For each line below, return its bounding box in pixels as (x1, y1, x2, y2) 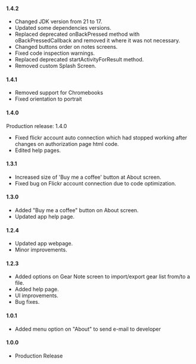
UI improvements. (14, 292, 58, 299)
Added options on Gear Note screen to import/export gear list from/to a (14, 273, 191, 280)
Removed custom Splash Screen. (14, 63, 97, 70)
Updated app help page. (14, 213, 74, 220)
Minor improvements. (14, 246, 67, 253)
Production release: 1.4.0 (6, 122, 67, 129)
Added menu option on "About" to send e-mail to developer (14, 325, 161, 332)
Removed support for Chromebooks (14, 89, 103, 97)
